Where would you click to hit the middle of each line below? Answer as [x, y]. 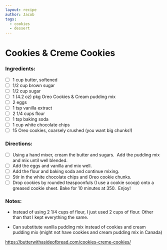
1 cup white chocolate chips [41, 125]
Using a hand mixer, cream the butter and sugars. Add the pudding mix [86, 154]
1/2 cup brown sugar [33, 85]
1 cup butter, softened [35, 79]
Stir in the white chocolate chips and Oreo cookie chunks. [72, 177]
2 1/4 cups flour [28, 113]
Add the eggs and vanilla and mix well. [52, 165]
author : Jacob [20, 14]
